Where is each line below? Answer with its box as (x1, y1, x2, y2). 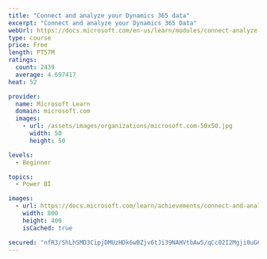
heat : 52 (8, 78, 37, 86)
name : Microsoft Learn (15, 100, 91, 108)
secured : (8, 238, 37, 246)
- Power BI (15, 180, 52, 188)
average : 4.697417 (15, 71, 77, 79)
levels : (8, 151, 34, 159)
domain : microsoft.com (15, 107, 91, 115)
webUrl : (8, 26, 34, 34)
